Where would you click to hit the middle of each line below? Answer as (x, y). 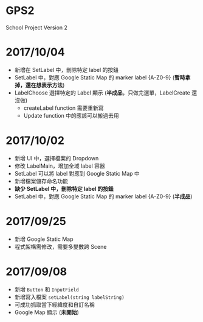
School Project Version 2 (37, 27)
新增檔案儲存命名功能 (41, 181)
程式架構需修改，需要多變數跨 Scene (60, 246)
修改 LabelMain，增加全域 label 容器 (60, 166)
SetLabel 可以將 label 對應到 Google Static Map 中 (77, 173)
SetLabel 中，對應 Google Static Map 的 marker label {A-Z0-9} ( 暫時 (100, 77)
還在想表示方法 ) (45, 85)
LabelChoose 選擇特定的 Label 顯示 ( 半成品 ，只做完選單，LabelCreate (102, 93)
